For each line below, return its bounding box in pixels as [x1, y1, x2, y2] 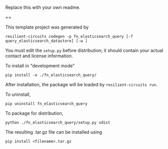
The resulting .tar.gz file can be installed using [5, 129, 102, 135]
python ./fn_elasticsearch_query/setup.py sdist [5, 120, 110, 125]
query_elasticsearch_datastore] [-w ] [5, 38, 88, 43]
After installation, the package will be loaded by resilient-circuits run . [5, 82, 158, 87]
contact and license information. [5, 53, 73, 59]
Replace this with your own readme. [5, 5, 80, 10]
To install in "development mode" [5, 63, 75, 68]
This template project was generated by [5, 24, 89, 30]
